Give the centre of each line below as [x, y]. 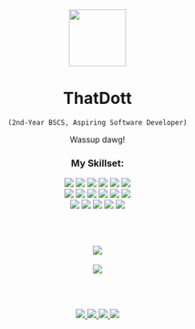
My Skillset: [97, 163]
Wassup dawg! [97, 139]
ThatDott [97, 98]
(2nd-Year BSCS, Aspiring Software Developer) [97, 122]
